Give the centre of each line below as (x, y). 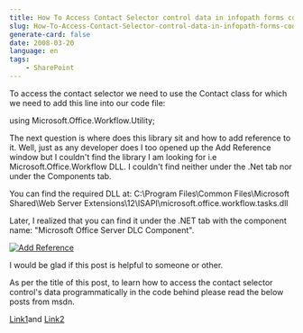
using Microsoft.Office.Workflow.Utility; (82, 120)
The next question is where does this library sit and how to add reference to (150, 138)
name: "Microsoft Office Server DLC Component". (102, 229)
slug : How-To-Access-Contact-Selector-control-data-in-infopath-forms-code (155, 26)
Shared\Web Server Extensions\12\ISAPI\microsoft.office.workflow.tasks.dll (149, 202)
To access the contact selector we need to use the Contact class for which (148, 93)
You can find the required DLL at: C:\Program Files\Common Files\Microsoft (150, 193)
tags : (19, 59)
